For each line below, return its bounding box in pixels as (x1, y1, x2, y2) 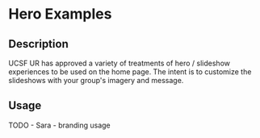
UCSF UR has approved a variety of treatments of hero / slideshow (8, 58, 230, 68)
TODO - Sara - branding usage (8, 120, 111, 130)
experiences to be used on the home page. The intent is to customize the (8, 67, 252, 77)
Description (8, 37, 69, 51)
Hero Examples (8, 5, 112, 23)
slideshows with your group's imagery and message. (8, 76, 184, 85)
